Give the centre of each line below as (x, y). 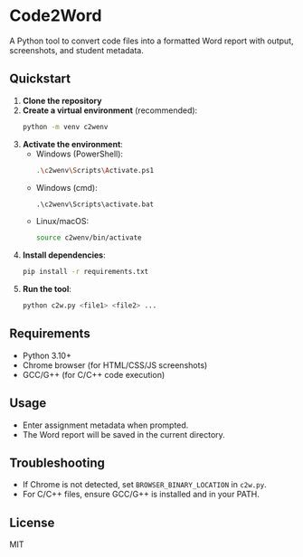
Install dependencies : (64, 255)
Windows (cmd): (66, 187)
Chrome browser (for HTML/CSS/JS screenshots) (115, 365)
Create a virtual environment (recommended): (110, 110)
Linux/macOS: (62, 222)
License (32, 522)
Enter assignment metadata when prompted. (105, 425)
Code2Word (56, 16)
